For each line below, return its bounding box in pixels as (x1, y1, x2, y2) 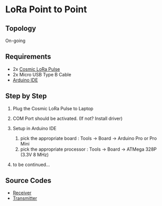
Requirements (5, 52, 51, 61)
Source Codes (5, 176, 52, 185)
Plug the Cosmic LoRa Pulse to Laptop (12, 105, 94, 111)
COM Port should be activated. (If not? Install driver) (12, 115, 123, 121)
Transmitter (12, 195, 37, 201)
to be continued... (12, 161, 50, 168)
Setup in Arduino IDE (12, 125, 57, 131)
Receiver (12, 190, 32, 196)
